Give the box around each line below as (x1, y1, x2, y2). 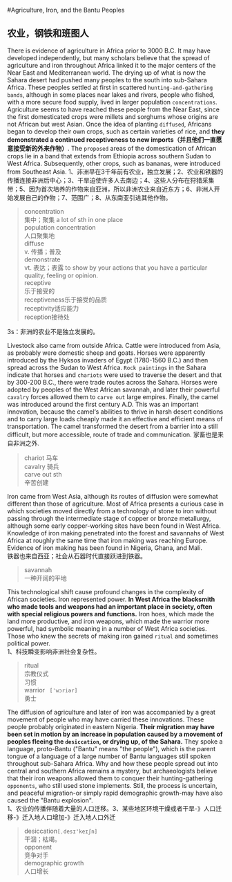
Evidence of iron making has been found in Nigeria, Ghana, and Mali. (7, 543, 202, 552)
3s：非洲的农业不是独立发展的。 (7, 327, 99, 336)
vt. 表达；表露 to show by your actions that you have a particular (23, 263, 208, 272)
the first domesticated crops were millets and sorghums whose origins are (7, 112, 219, 120)
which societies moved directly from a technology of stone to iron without (7, 506, 217, 515)
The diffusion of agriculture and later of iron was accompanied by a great (7, 708, 216, 716)
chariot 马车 (23, 453, 59, 462)
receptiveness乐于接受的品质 (23, 295, 107, 304)
